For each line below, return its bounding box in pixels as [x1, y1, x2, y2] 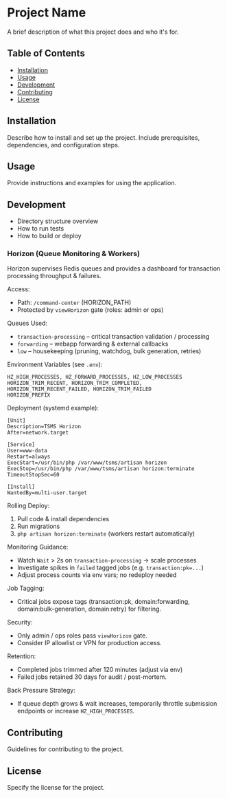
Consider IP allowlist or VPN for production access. [16, 639, 163, 647]
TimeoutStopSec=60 [7, 472, 60, 479]
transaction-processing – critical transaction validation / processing [16, 333, 210, 341]
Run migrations [16, 522, 60, 531]
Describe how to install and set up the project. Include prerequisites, [7, 133, 200, 142]
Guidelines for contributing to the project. [7, 745, 124, 753]
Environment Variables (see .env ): [7, 360, 103, 369]
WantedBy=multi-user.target [7, 490, 88, 496]
